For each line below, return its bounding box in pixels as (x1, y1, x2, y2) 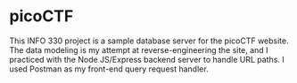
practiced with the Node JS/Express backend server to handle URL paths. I (9, 54, 285, 64)
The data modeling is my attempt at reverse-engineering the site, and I (9, 44, 268, 55)
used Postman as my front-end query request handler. (9, 64, 209, 74)
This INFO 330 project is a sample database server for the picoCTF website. (9, 35, 289, 46)
